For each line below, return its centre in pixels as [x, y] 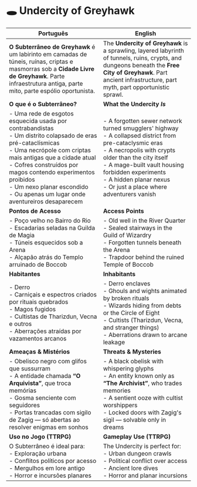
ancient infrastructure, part [140, 80]
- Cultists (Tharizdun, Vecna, [143, 320]
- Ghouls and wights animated [145, 291]
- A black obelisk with [133, 361]
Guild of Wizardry [127, 235]
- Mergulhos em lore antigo [47, 468]
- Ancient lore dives [130, 468]
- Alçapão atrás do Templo [46, 257]
